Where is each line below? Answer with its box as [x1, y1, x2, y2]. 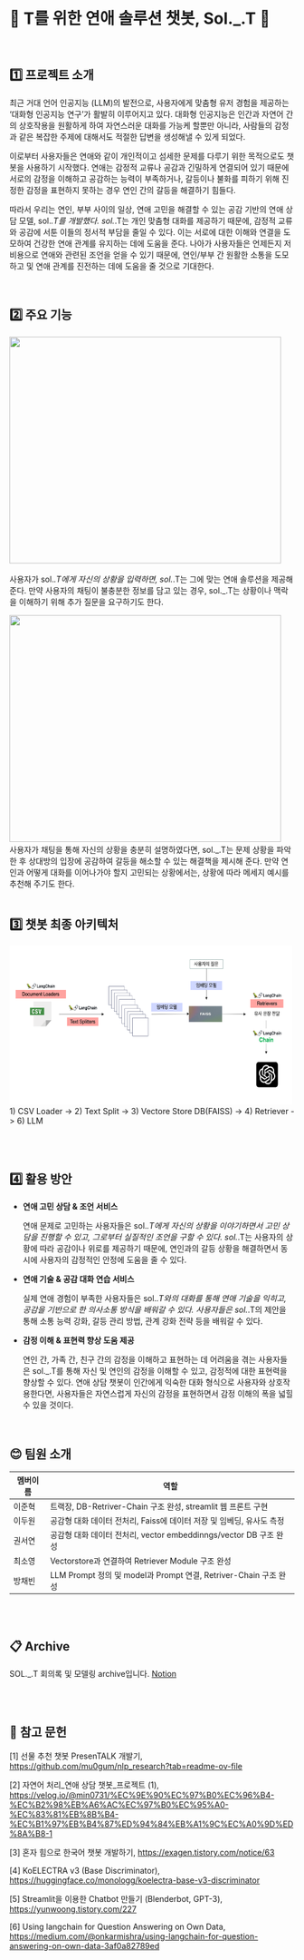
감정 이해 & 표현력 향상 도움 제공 [22, 1335, 135, 1346]
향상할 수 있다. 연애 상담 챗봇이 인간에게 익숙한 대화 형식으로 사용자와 [22, 1377, 267, 1388]
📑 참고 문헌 [9, 1725, 68, 1740]
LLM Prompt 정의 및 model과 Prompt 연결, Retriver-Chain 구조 [49, 1569, 278, 1580]
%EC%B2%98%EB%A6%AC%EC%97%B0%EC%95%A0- [9, 1798, 229, 1810]
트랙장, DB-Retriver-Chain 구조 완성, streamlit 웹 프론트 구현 [49, 1501, 269, 1512]
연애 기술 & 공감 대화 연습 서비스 [22, 1274, 135, 1285]
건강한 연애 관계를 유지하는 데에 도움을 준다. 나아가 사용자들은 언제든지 [33, 238, 282, 249]
